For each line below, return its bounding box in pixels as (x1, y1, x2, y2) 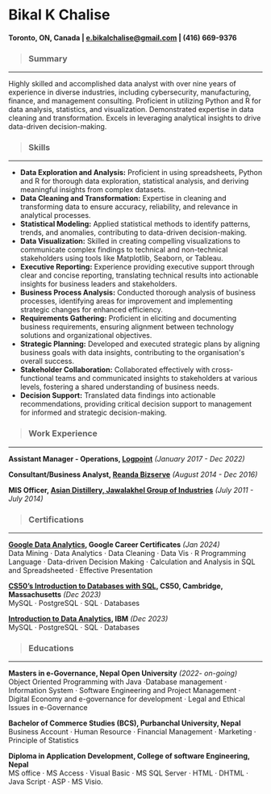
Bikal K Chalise (8, 6, 110, 24)
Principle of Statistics (8, 736, 79, 746)
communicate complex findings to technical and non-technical (19, 244, 228, 255)
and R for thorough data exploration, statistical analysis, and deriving (19, 176, 249, 186)
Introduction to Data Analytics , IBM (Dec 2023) (8, 613, 169, 623)
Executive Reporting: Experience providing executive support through (19, 262, 255, 272)
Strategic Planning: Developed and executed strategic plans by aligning (19, 339, 261, 349)
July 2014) (8, 494, 44, 504)
